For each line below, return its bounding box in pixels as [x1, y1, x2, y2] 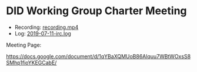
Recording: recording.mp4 [14, 24, 79, 31]
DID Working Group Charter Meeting [6, 4, 187, 18]
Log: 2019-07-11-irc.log [14, 30, 72, 37]
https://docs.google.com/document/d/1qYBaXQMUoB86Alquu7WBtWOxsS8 [6, 53, 191, 60]
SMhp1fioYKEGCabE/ [6, 59, 57, 66]
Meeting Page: [6, 41, 42, 48]
